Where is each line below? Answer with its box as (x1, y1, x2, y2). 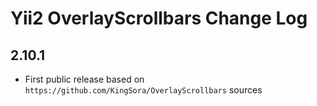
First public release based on (24, 73, 145, 85)
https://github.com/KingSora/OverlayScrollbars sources (24, 84, 263, 96)
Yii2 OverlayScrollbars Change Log (10, 7, 308, 30)
